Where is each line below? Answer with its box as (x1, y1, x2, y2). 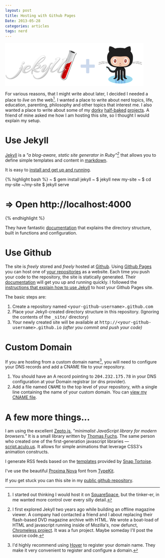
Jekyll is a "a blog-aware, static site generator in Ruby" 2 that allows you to (5, 151, 156, 158)
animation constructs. (5, 449, 49, 455)
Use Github (5, 247, 52, 258)
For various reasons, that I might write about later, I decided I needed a (5, 91, 148, 97)
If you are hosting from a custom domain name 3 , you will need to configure (5, 358, 157, 364)
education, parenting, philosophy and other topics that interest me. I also (5, 102, 152, 108)
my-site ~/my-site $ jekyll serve (5, 181, 70, 187)
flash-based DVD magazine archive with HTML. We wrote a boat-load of (12, 517, 159, 523)
